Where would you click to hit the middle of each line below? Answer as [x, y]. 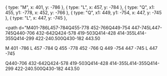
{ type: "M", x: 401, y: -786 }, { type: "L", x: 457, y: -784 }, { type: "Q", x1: [80, 7]
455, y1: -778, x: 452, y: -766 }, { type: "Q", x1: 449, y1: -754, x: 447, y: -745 [83, 13]
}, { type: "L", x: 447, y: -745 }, [36, 18]
